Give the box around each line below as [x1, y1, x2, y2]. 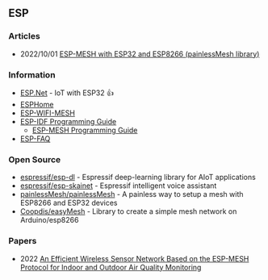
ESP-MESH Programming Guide [31, 125, 138, 135]
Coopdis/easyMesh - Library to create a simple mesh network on [19, 207, 237, 216]
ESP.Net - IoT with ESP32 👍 [19, 88, 115, 98]
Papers [8, 236, 37, 247]
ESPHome [19, 99, 54, 109]
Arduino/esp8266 [19, 215, 79, 225]
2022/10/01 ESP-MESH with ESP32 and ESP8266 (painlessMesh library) [19, 48, 260, 59]
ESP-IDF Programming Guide [19, 116, 117, 126]
